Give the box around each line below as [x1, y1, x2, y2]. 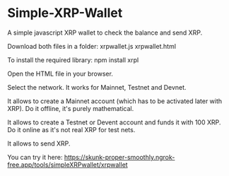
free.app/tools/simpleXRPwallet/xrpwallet [7, 160, 129, 169]
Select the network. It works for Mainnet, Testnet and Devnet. [7, 83, 187, 91]
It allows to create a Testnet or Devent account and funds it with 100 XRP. [7, 118, 221, 127]
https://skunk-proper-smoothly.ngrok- [64, 153, 175, 161]
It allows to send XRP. [7, 139, 71, 148]
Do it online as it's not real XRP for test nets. [7, 125, 136, 134]
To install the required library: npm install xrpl [7, 55, 139, 64]
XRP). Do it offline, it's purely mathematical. [7, 104, 134, 112]
